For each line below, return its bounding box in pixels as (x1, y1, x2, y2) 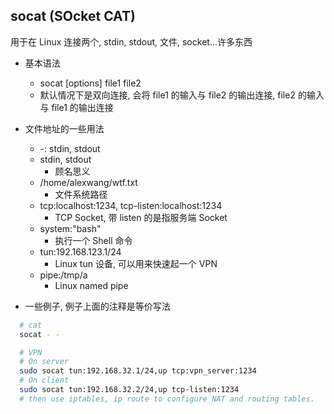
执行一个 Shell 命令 (54, 234, 133, 246)
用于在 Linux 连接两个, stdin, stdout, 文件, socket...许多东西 (10, 35, 253, 48)
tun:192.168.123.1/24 (39, 245, 122, 258)
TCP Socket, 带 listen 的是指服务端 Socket (54, 211, 228, 223)
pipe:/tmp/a (39, 269, 88, 281)
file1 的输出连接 (51, 101, 114, 113)
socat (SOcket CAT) (10, 8, 136, 25)
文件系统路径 (54, 188, 108, 200)
